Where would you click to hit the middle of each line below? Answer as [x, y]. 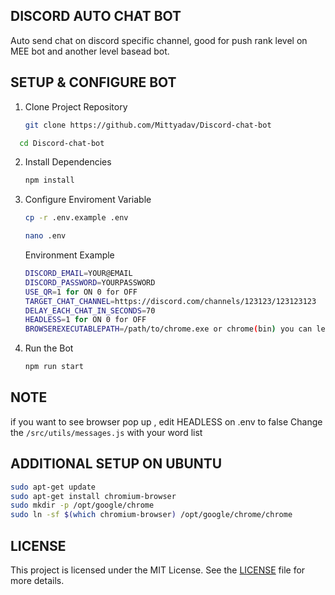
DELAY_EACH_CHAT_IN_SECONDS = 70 [90, 310]
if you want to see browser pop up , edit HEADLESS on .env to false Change [166, 421]
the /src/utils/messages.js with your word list [106, 432]
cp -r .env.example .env [76, 218]
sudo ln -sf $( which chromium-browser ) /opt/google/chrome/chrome [151, 515]
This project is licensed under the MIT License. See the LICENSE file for [158, 570]
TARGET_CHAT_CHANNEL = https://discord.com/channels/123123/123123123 [170, 301]
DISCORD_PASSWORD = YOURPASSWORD [90, 282]
